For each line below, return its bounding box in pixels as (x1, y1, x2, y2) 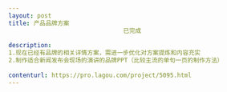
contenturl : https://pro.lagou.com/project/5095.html (8, 71, 193, 79)
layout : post (8, 11, 52, 20)
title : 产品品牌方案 (8, 19, 70, 27)
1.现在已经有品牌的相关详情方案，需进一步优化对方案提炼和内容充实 (8, 49, 201, 57)
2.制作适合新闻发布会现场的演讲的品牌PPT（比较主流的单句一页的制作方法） (8, 57, 224, 65)
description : (8, 42, 52, 50)
